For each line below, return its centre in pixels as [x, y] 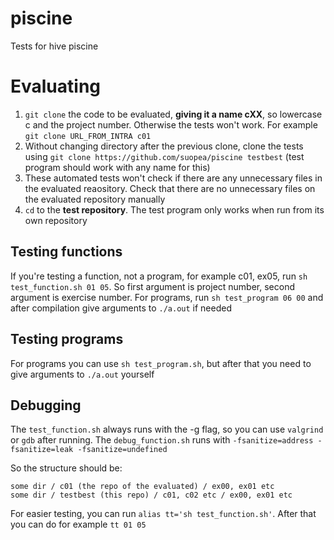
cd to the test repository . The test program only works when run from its [174, 209]
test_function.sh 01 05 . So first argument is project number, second [153, 286]
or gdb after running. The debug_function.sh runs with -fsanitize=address [162, 440]
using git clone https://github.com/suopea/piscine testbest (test [164, 156]
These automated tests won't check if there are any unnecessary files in [173, 178]
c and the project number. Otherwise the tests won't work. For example [171, 124]
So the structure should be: [66, 468]
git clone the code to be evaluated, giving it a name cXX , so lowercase [173, 114]
